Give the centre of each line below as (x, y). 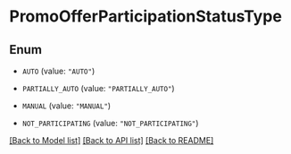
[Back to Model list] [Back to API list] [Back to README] (112, 140)
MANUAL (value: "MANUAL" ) (67, 106)
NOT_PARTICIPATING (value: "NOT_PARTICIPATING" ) (110, 123)
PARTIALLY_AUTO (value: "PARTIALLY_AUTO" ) (99, 88)
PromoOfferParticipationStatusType (146, 17)
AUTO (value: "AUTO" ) (58, 71)
